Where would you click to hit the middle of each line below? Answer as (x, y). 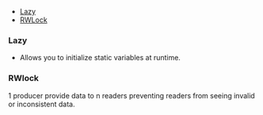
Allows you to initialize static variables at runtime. (100, 58)
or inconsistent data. (42, 104)
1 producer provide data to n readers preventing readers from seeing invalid (131, 95)
